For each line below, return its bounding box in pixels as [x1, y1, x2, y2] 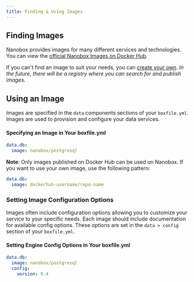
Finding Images [6, 31, 64, 41]
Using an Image [6, 93, 65, 103]
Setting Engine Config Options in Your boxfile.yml [6, 241, 131, 248]
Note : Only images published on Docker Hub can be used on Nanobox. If [6, 158, 184, 166]
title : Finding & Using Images [6, 8, 83, 15]
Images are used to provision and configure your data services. [6, 116, 160, 123]
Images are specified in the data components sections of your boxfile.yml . [6, 109, 189, 116]
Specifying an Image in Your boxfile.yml [6, 129, 106, 136]
